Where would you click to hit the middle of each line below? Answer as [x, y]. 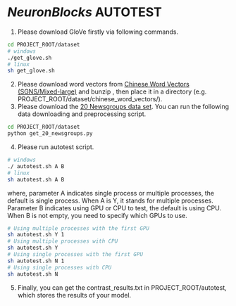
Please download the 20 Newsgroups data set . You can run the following [123, 107]
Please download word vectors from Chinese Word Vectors [104, 84]
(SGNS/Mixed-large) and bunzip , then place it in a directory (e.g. [112, 91]
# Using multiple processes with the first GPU [79, 228]
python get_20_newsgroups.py [50, 134]
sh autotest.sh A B [36, 179]
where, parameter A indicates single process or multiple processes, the [111, 193]
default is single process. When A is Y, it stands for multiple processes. [110, 200]
